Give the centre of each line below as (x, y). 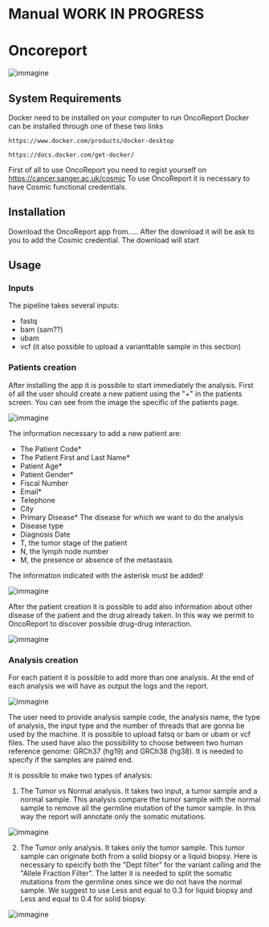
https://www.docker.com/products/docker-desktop (91, 141)
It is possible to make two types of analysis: (80, 775)
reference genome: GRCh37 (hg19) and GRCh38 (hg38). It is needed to (126, 751)
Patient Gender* (47, 474)
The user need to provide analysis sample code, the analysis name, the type (134, 717)
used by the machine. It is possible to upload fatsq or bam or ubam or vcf (130, 734)
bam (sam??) (41, 329)
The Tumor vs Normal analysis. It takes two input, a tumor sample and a (139, 791)
